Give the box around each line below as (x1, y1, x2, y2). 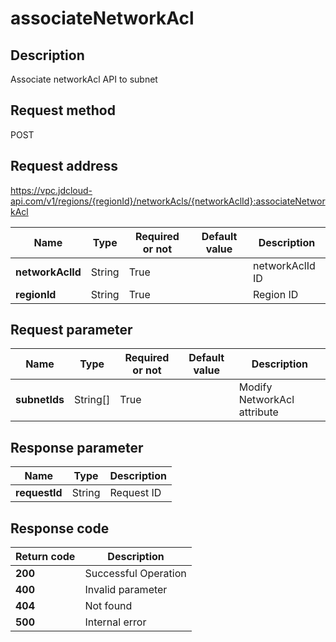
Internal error (84, 615, 147, 629)
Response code (10, 520, 110, 537)
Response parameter (10, 439, 144, 456)
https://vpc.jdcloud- (10, 184, 93, 196)
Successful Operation (84, 567, 187, 581)
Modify (238, 380, 273, 394)
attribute (238, 405, 279, 419)
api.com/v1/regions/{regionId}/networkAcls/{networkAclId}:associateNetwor (10, 195, 326, 207)
